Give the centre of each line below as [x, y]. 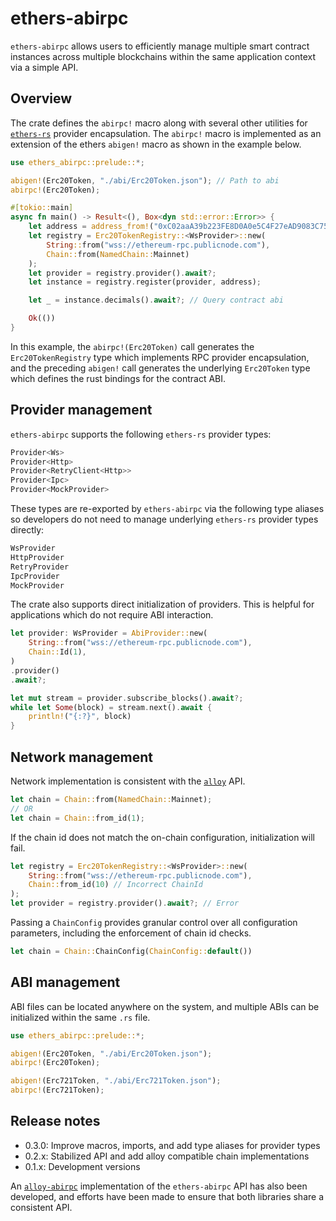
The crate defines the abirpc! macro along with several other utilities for [159, 123]
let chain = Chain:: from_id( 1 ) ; [77, 818]
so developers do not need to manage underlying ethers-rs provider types [164, 519]
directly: [27, 530]
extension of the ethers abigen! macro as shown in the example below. [156, 144]
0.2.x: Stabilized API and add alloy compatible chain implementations [167, 1156]
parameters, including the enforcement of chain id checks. [131, 933]
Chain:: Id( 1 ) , [57, 652]
